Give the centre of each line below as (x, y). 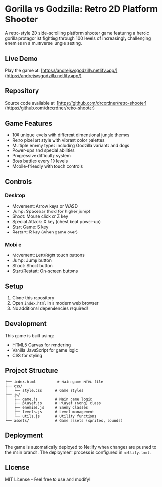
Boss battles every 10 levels (40, 161)
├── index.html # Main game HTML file (54, 382)
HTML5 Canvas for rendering (41, 345)
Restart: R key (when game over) (45, 232)
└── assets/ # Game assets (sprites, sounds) (64, 420)
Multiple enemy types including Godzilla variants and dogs (71, 146)
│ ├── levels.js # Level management (50, 412)
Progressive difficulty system (41, 156)
